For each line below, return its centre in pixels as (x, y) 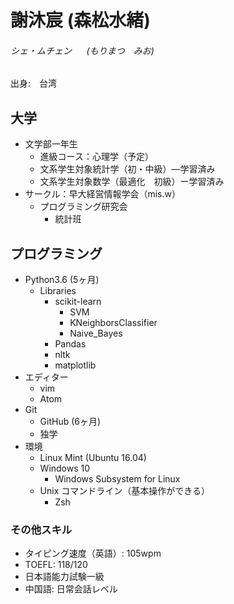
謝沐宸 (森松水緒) (80, 20)
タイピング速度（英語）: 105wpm (93, 553)
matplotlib (75, 365)
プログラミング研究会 (83, 207)
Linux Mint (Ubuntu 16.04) (93, 458)
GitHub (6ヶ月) (70, 422)
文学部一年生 (51, 144)
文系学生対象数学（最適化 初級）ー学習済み (132, 182)
